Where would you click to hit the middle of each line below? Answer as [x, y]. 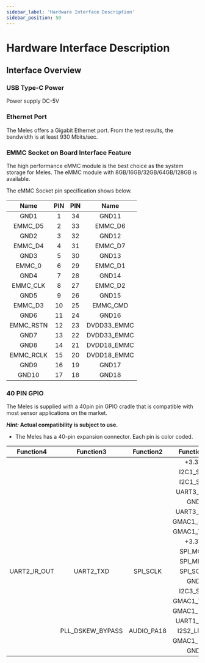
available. [18, 178]
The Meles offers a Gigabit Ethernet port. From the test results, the [90, 130]
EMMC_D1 [110, 265]
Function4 [32, 452]
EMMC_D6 [110, 225]
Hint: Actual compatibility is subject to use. [62, 425]
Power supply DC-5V [33, 101]
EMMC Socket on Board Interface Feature [69, 152]
